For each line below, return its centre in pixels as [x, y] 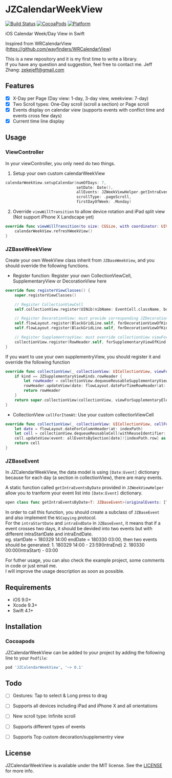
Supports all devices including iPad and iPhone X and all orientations [85, 706]
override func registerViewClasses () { [48, 290]
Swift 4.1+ [23, 610]
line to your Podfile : [26, 658]
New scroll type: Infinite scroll [44, 716]
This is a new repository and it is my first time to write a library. [72, 59]
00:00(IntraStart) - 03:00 [32, 550]
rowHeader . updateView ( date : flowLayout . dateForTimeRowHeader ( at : [95, 386]
